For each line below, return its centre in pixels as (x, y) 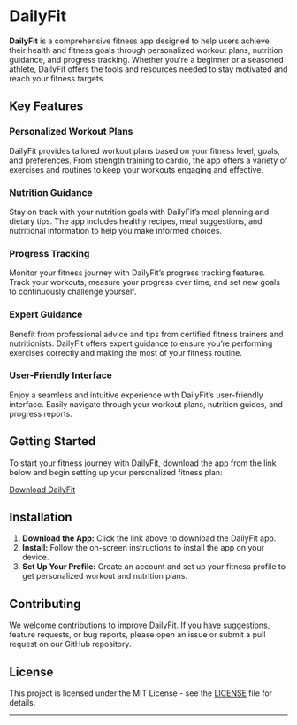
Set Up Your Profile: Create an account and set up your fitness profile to (153, 567)
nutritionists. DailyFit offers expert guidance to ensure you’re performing (141, 343)
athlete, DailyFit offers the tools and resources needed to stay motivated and (148, 69)
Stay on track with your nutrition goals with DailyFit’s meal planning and (139, 212)
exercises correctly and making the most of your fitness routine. (126, 352)
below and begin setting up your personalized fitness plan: (116, 472)
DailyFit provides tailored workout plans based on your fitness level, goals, (145, 150)
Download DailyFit (42, 490)
